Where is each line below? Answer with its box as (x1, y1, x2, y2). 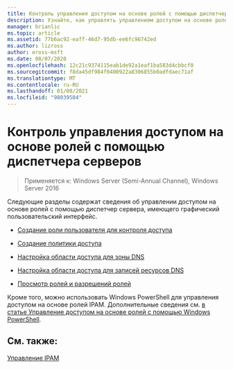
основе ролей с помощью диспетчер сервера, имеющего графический (7, 204, 220, 213)
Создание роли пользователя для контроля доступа (17, 225, 173, 233)
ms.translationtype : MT (7, 74, 76, 82)
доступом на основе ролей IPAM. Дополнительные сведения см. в (7, 300, 206, 309)
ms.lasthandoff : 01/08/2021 (7, 88, 89, 95)
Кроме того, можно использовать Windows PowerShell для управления (7, 293, 219, 301)
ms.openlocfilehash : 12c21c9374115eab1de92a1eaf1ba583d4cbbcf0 (7, 62, 194, 69)
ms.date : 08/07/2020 (7, 56, 67, 63)
